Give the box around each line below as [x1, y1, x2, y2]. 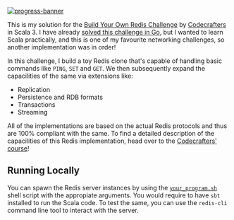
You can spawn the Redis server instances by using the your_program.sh [7, 183, 217, 192]
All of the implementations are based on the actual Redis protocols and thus [7, 122, 228, 130]
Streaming [17, 108, 48, 116]
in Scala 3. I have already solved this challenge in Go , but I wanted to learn [7, 28, 223, 36]
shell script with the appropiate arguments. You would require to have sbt [7, 191, 221, 199]
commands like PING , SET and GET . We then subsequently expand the [7, 64, 206, 72]
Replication [17, 86, 51, 93]
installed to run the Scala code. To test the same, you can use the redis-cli [7, 198, 228, 207]
